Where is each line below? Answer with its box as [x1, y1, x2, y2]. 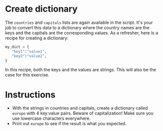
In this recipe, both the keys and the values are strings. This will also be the [5, 67, 156, 73]
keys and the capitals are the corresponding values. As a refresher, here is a [5, 30, 159, 36]
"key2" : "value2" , [11, 54, 47, 58]
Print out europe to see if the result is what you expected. [12, 121, 127, 127]
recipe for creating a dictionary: [5, 35, 69, 41]
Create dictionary [5, 3, 78, 15]
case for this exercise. [5, 72, 50, 78]
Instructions [5, 89, 56, 100]
